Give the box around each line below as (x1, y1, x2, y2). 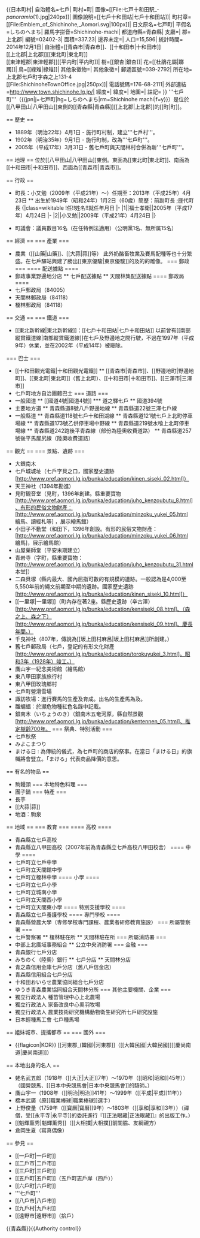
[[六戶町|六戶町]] (14, 1182, 56, 1189)
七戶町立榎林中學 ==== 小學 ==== (14, 874, 100, 880)
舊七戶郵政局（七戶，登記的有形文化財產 (14, 643, 115, 650)
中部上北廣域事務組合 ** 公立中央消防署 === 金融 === (14, 941, 148, 948)
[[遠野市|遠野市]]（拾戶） (14, 1212, 77, 1219)
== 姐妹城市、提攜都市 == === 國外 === (6, 1029, 106, 1035)
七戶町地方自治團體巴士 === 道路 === (14, 389, 109, 397)
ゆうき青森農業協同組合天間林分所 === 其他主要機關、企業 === (14, 986, 171, 993)
